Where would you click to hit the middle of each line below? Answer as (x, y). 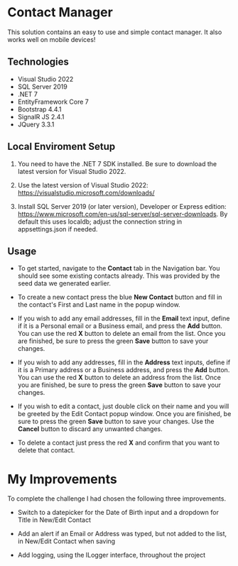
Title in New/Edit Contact (54, 520)
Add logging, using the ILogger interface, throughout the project (112, 555)
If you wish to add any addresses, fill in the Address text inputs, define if (124, 362)
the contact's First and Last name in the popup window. (99, 305)
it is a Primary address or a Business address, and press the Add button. (124, 370)
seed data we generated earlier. (64, 283)
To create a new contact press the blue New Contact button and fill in (120, 297)
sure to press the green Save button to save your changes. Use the (116, 421)
